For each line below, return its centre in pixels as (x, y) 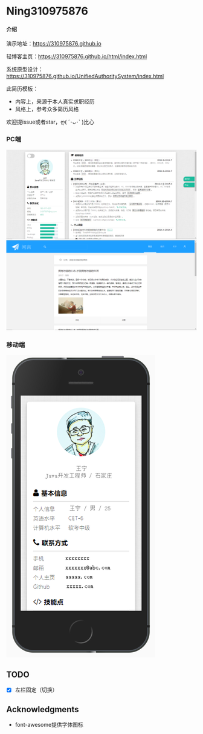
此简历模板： (22, 88)
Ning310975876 (47, 11)
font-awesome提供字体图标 (49, 725)
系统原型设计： (25, 69)
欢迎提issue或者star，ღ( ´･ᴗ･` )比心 (50, 122)
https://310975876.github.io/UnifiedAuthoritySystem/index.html (85, 76)
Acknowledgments (43, 709)
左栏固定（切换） (36, 690)
